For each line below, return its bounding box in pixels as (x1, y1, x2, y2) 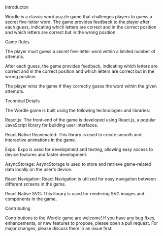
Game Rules (5, 39, 30, 45)
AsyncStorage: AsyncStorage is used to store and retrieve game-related (5, 161, 152, 167)
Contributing (5, 206, 31, 211)
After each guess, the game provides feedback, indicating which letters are (5, 63, 158, 69)
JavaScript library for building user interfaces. (5, 122, 98, 128)
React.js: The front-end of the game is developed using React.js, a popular (5, 117, 156, 122)
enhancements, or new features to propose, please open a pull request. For (5, 220, 159, 226)
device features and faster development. (5, 152, 88, 157)
